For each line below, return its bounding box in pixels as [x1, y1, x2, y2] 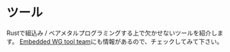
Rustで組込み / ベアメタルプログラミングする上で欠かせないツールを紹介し [6, 29, 218, 37]
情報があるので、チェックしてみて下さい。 [102, 37, 223, 45]
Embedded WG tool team [19, 37, 91, 45]
